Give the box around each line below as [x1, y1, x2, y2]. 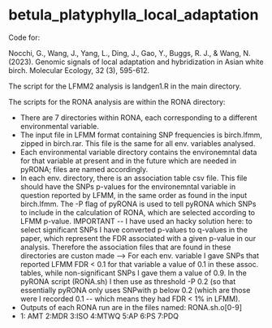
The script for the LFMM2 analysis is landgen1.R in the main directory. [8, 81, 242, 91]
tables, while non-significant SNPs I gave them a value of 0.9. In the [19, 268, 248, 278]
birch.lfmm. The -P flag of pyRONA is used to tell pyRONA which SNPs [19, 199, 257, 209]
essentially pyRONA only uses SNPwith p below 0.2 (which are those [19, 285, 251, 295]
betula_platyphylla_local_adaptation [8, 6, 259, 24]
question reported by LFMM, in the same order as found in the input [19, 190, 248, 200]
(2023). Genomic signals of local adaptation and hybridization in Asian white [8, 57, 264, 67]
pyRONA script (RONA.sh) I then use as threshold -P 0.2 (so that [19, 276, 236, 286]
